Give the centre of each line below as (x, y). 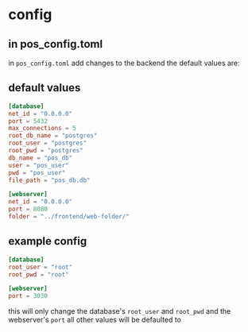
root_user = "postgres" (48, 143)
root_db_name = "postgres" (53, 136)
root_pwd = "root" (39, 274)
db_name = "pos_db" (41, 158)
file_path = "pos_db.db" (49, 180)
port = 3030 (28, 296)
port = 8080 (28, 209)
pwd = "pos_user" (37, 172)
